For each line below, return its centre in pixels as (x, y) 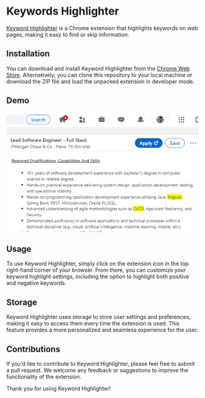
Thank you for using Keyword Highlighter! (59, 389)
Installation (28, 54)
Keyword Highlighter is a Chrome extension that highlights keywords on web (102, 28)
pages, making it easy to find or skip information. (68, 34)
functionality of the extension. (44, 377)
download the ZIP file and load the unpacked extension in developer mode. (101, 81)
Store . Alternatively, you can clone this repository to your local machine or (99, 75)
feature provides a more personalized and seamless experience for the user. (102, 330)
